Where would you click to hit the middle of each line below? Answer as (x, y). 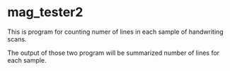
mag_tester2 (45, 12)
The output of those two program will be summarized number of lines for (114, 53)
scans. (17, 39)
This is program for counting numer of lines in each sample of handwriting (116, 32)
